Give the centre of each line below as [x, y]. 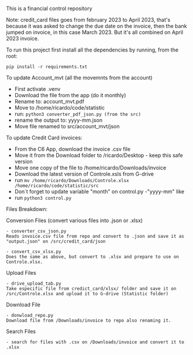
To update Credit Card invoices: [44, 138]
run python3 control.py [43, 198]
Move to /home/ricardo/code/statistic [60, 107]
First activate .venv [37, 89]
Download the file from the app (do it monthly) [70, 95]
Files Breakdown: [27, 209]
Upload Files [21, 273]
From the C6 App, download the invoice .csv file [72, 149]
